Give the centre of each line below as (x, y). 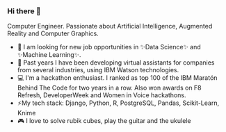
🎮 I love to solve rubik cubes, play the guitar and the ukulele (104, 121)
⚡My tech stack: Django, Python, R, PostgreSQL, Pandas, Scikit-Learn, (118, 103)
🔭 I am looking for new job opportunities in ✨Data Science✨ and (109, 47)
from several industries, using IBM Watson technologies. (98, 70)
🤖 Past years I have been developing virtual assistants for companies (116, 63)
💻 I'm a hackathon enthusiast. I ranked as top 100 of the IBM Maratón (117, 78)
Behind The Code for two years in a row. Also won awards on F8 (109, 88)
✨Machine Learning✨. (49, 55)
